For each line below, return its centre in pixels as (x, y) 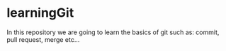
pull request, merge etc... (43, 39)
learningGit (40, 13)
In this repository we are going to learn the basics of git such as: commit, (113, 32)
